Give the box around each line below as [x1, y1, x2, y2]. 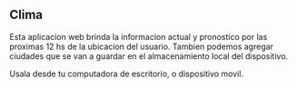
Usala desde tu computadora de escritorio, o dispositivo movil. [9, 68, 243, 79]
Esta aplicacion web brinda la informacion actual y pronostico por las [9, 31, 268, 42]
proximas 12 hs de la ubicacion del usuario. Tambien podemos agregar [9, 41, 274, 52]
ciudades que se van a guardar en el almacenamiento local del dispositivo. [9, 50, 289, 62]
